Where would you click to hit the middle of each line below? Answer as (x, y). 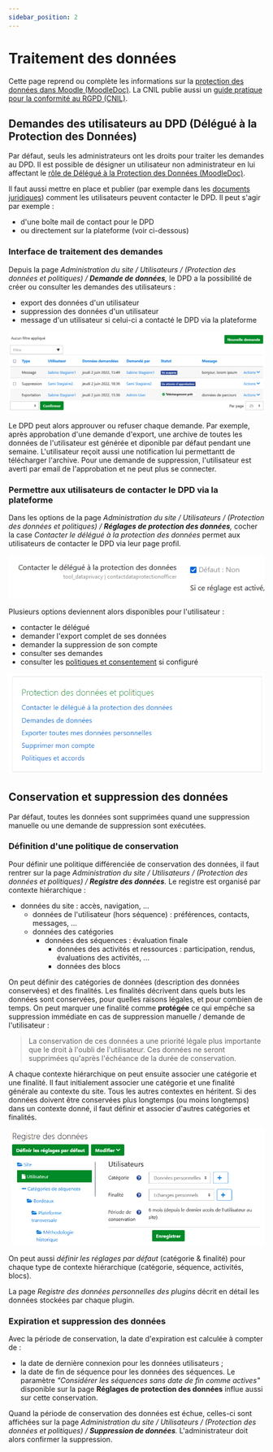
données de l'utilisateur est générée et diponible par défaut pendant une (130, 442)
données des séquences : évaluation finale (116, 940)
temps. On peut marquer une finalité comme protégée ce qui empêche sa (132, 1007)
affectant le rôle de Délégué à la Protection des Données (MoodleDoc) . (127, 173)
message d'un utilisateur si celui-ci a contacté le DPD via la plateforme (139, 320)
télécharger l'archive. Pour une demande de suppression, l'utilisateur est (130, 460)
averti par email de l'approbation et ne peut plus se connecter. (113, 468)
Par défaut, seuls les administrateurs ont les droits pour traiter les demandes (136, 156)
